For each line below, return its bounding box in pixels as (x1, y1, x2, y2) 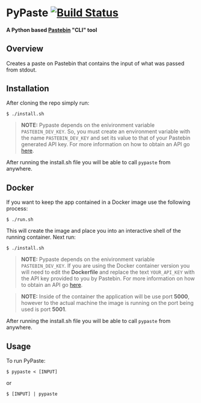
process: (6, 205, 28, 212)
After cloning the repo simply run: (6, 99, 90, 106)
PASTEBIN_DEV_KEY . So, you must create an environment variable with (20, 128, 191, 135)
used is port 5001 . (20, 306, 67, 313)
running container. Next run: (6, 233, 76, 241)
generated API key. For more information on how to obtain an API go (20, 141, 190, 148)
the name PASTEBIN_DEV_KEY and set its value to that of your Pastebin (20, 134, 191, 141)
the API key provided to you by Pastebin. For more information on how (20, 275, 196, 282)
